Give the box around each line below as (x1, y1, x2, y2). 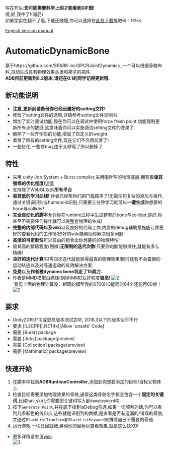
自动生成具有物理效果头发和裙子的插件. (11, 69, 92, 75)
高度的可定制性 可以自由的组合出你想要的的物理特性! (12, 237, 120, 243)
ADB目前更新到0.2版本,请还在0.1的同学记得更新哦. (5, 75, 110, 81)
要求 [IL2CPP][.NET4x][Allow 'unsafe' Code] (12, 323, 105, 329)
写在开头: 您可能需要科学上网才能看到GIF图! (5, 5, 95, 11)
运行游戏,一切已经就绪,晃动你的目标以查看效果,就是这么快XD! (12, 423, 139, 429)
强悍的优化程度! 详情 (12, 180, 54, 186)
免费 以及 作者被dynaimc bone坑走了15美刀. (12, 268, 103, 274)
